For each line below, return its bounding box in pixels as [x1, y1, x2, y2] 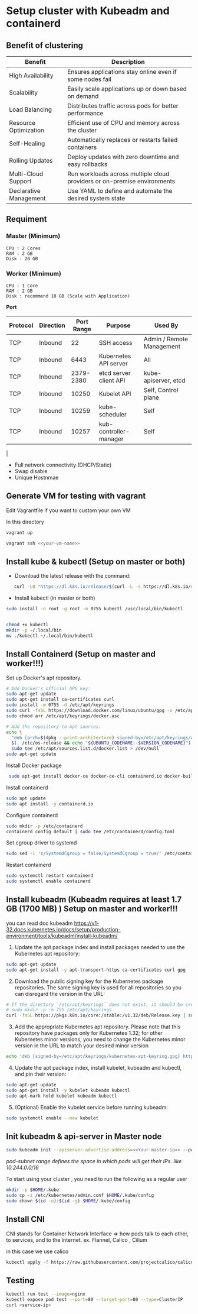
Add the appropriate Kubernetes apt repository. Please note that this [14, 1023, 181, 1030]
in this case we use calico [6, 1248, 69, 1255]
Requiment [6, 214, 47, 224]
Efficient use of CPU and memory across [67, 119, 180, 127]
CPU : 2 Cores [6, 245, 41, 251]
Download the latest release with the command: [14, 572, 131, 580]
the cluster [67, 126, 97, 134]
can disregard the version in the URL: [14, 990, 105, 997]
